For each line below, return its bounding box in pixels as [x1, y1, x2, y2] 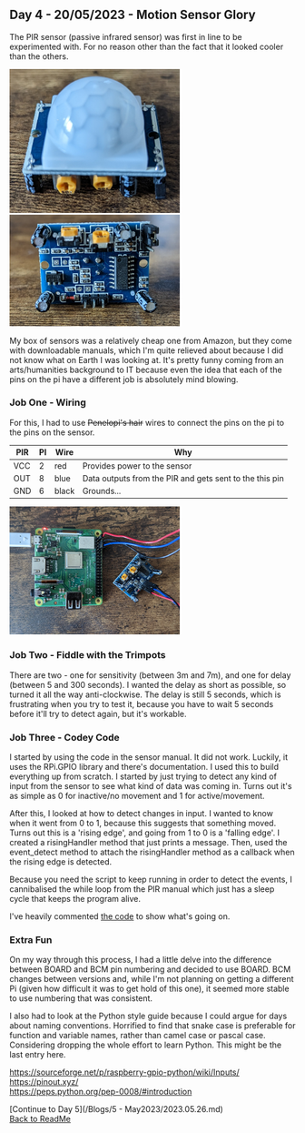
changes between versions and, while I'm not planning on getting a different [9, 974, 294, 985]
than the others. [9, 50, 69, 62]
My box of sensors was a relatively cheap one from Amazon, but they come [9, 335, 292, 346]
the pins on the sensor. [9, 427, 95, 438]
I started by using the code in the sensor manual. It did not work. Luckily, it [9, 752, 289, 763]
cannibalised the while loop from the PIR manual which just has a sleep [9, 884, 275, 895]
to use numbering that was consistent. [9, 993, 152, 1004]
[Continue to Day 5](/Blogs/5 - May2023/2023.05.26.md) [9, 1104, 224, 1115]
